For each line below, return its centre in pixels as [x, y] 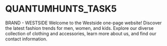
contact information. [26, 39]
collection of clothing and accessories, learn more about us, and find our [81, 33]
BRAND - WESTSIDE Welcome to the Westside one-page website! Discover [83, 23]
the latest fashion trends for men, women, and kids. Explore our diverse [79, 28]
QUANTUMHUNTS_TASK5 [61, 9]
